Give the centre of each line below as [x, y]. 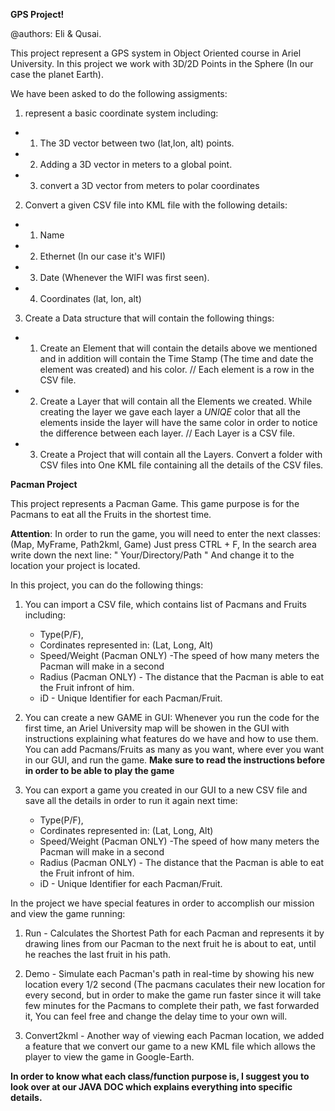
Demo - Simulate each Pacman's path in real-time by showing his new [169, 973]
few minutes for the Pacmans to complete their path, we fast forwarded [172, 1005]
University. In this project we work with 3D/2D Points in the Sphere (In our [162, 63]
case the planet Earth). [57, 74]
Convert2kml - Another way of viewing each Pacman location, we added [174, 1035]
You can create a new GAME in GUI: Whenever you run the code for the [172, 717]
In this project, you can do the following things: [107, 585]
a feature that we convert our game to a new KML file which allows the [170, 1046]
